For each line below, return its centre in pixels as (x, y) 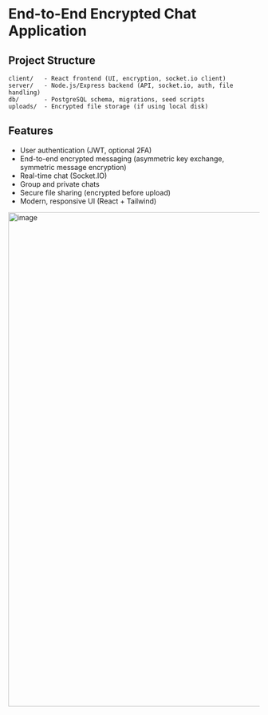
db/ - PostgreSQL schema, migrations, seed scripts (106, 100)
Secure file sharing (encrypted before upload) (95, 192)
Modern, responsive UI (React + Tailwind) (88, 201)
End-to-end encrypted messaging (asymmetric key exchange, (122, 158)
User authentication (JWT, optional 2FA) (86, 150)
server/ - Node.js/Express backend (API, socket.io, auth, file (121, 85)
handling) (25, 93)
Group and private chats (59, 184)
